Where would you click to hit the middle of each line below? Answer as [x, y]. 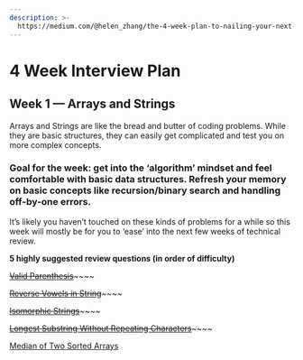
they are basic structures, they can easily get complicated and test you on [147, 135]
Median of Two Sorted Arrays [64, 346]
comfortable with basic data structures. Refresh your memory [148, 180]
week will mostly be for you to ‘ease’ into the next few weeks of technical [145, 231]
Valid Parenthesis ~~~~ [52, 275]
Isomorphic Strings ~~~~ [55, 310]
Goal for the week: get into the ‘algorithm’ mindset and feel [141, 168]
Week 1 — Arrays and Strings [92, 104]
